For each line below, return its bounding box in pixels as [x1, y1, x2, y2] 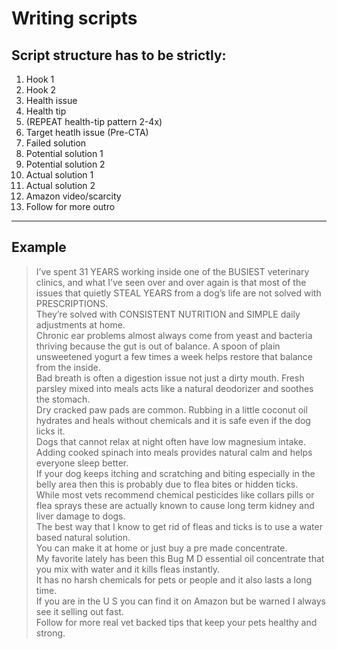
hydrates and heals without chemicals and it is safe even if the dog [35, 414, 311, 426]
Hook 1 [25, 73, 55, 85]
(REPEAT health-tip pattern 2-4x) [25, 116, 163, 127]
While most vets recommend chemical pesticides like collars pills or [35, 488, 315, 501]
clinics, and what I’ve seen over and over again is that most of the [35, 276, 307, 288]
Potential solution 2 [25, 158, 106, 170]
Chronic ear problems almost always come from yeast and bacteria [35, 329, 313, 341]
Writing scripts [11, 7, 138, 30]
